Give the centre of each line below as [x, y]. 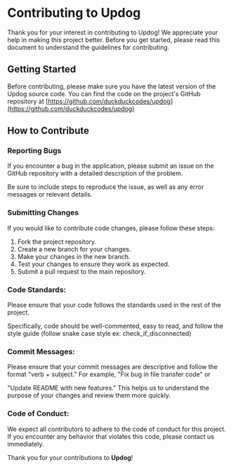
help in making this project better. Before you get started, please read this [114, 39]
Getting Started [42, 69]
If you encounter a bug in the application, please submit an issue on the [111, 166]
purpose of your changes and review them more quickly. [89, 395]
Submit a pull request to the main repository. [81, 271]
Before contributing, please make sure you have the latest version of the [112, 86]
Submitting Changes [43, 213]
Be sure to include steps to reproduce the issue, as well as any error [106, 187]
